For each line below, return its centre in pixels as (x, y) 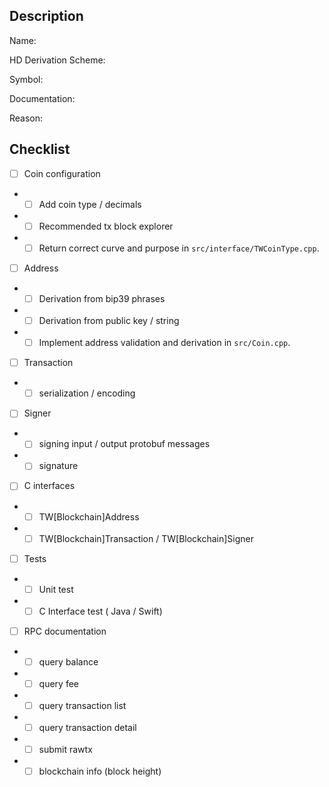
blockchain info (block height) (100, 771)
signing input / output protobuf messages (124, 444)
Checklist (40, 149)
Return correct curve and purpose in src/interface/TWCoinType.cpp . (179, 248)
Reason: (26, 118)
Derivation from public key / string (109, 320)
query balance (68, 661)
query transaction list (82, 705)
